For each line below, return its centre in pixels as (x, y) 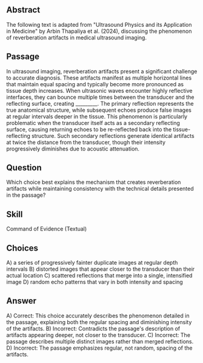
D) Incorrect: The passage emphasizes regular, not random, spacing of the (99, 348)
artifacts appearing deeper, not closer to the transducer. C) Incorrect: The (98, 335)
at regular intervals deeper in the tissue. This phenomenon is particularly (97, 116)
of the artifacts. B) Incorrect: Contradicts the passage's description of (93, 328)
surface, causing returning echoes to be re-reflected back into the (89, 129)
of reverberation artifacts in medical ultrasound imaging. (77, 37)
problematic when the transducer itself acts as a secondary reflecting (93, 123)
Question (24, 168)
